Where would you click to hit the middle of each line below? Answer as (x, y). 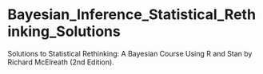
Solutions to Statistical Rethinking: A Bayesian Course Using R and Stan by (130, 53)
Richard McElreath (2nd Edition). (61, 62)
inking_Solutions (64, 31)
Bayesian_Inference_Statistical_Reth (132, 15)
